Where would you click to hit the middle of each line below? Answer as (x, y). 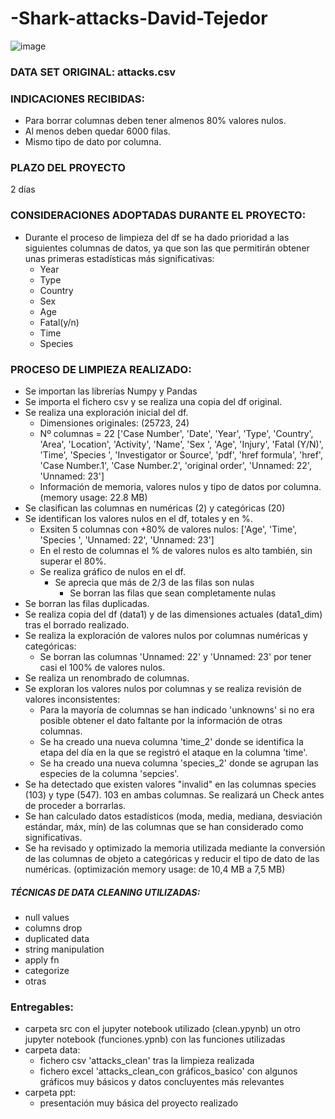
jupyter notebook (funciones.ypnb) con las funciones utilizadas (155, 1039)
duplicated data (57, 939)
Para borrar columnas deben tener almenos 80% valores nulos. (155, 121)
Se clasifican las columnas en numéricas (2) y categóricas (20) (155, 508)
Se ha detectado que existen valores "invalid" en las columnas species (170, 784)
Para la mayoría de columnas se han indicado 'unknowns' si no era (177, 710)
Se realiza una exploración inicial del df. (106, 413)
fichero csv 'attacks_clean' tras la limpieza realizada (147, 1061)
